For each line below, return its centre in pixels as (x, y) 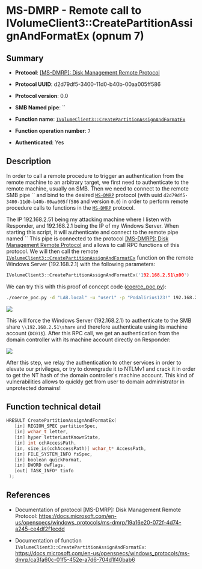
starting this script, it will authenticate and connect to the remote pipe (92, 232)
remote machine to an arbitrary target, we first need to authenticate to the (98, 182)
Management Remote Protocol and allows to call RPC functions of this (93, 245)
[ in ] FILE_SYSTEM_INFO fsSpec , (54, 454)
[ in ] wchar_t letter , (41, 432)
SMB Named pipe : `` (40, 108)
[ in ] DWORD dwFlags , (40, 465)
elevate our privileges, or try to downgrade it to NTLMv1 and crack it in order (101, 369)
